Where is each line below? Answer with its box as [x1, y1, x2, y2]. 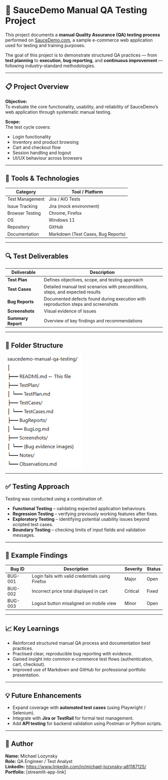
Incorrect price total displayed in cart [31, 588, 108, 594]
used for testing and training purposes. [5, 42, 85, 48]
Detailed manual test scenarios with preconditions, [43, 283, 148, 289]
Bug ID [10, 566, 25, 572]
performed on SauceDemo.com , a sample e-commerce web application [5, 37, 153, 43]
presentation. [12, 672, 40, 678]
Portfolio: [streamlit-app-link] [5, 768, 66, 775]
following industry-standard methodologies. [5, 63, 95, 69]
